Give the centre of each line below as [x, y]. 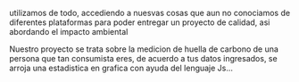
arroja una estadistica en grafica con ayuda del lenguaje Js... [121, 68]
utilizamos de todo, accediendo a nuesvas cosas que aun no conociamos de [150, 13]
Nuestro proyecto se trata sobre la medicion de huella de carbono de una [144, 49]
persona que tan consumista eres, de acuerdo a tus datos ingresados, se [144, 58]
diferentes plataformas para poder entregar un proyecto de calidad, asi [140, 22]
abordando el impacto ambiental [69, 32]
